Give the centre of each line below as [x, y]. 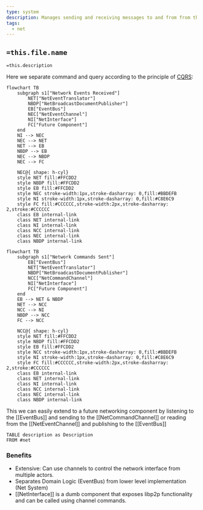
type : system [23, 12]
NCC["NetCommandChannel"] [61, 279]
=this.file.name [37, 52]
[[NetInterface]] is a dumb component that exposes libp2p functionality [104, 494]
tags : [13, 23]
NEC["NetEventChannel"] [58, 115]
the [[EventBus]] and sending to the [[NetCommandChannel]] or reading [96, 418]
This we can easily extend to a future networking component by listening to [100, 411]
